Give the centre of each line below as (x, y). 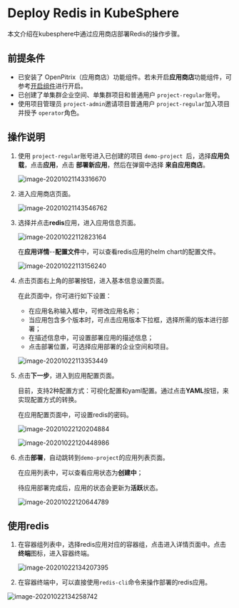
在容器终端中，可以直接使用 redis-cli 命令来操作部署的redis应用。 (115, 582)
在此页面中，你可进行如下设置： (65, 295)
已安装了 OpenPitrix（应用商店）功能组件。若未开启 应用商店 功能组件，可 (124, 77)
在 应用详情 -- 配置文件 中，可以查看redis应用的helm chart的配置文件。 (118, 252)
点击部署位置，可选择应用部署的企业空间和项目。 (100, 346)
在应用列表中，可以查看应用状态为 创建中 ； (80, 473)
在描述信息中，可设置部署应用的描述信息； (91, 337)
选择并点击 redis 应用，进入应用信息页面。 (78, 222)
